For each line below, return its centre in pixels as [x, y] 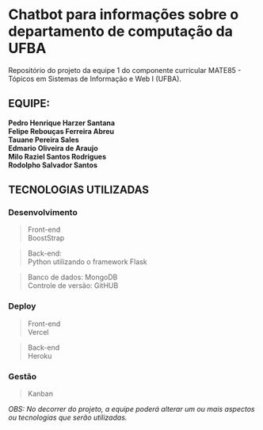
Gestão [23, 376]
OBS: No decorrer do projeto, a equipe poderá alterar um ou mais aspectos [131, 409]
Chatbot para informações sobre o [124, 15]
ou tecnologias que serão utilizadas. [68, 417]
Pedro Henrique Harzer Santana [62, 123]
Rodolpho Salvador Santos [53, 165]
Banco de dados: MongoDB [72, 277]
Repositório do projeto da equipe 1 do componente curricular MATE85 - [125, 70]
